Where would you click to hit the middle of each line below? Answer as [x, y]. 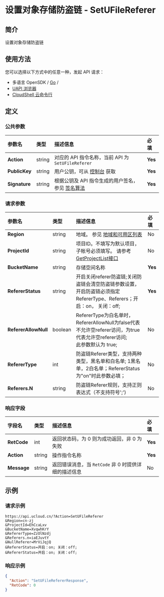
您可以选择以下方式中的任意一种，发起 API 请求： [55, 72]
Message [19, 468]
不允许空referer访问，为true [108, 330]
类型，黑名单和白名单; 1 [103, 361]
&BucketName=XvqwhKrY [27, 529]
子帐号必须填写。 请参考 [103, 251]
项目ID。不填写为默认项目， [108, 244]
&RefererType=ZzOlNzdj [28, 533]
